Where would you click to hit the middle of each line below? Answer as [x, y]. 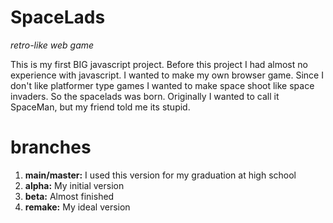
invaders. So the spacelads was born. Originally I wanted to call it [145, 96]
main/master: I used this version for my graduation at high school [160, 175]
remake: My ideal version [77, 207]
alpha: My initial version [74, 185]
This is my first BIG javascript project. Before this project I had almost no [159, 64]
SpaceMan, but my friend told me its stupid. [100, 107]
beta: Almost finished [69, 196]
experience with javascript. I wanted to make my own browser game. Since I [167, 75]
